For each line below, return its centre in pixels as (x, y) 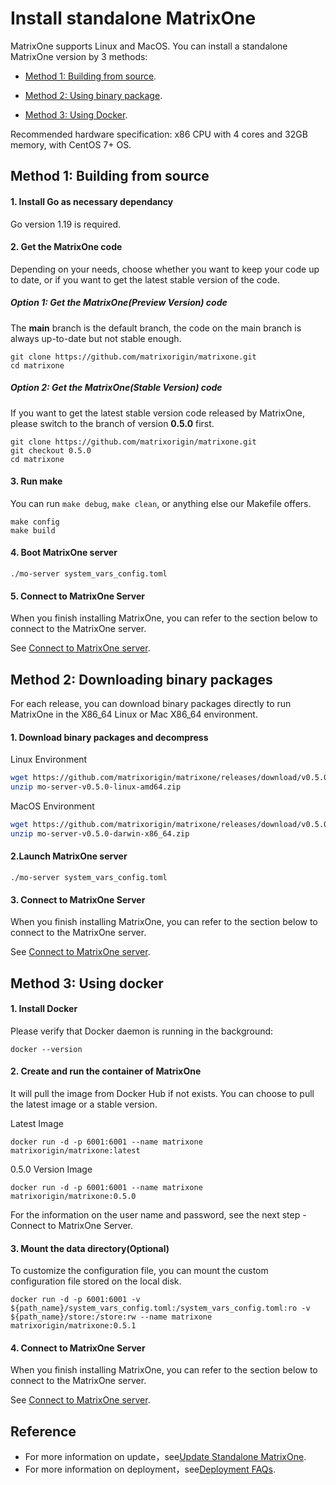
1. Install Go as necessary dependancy (92, 201)
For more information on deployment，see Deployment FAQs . (150, 1469)
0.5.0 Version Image (51, 1169)
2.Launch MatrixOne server (69, 856)
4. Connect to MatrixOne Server (78, 1348)
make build (33, 530)
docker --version (46, 1049)
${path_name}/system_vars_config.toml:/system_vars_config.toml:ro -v (160, 1308)
